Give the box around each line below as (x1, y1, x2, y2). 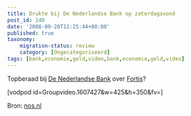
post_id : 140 (7, 17, 45, 24)
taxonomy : (7, 36, 36, 43)
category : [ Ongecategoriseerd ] (19, 49, 110, 56)
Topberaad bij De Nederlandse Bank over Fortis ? (7, 74, 147, 83)
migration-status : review (19, 42, 95, 49)
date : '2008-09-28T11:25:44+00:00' (7, 23, 110, 30)
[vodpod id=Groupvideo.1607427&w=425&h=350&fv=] (7, 88, 163, 96)
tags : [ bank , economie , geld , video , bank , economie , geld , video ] (7, 56, 185, 63)
